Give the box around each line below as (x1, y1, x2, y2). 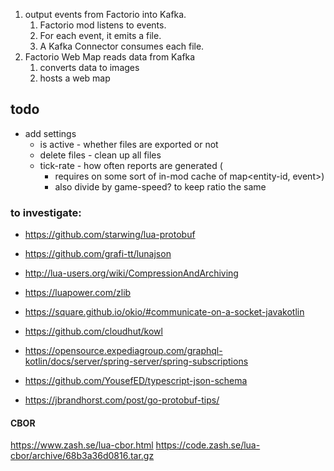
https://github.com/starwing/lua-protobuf (24, 229, 196, 241)
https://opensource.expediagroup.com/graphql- (24, 345, 223, 357)
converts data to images (39, 62, 140, 73)
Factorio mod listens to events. (39, 19, 167, 31)
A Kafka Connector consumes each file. (39, 40, 205, 52)
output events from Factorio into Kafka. (24, 9, 187, 20)
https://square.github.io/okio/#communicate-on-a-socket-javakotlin (24, 306, 305, 318)
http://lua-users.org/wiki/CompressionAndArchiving (24, 267, 239, 279)
